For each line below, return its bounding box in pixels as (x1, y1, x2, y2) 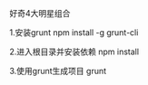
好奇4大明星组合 (9, 8, 71, 18)
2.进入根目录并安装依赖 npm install (9, 46, 139, 57)
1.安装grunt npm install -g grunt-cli (9, 27, 139, 38)
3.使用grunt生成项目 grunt (9, 66, 107, 76)
